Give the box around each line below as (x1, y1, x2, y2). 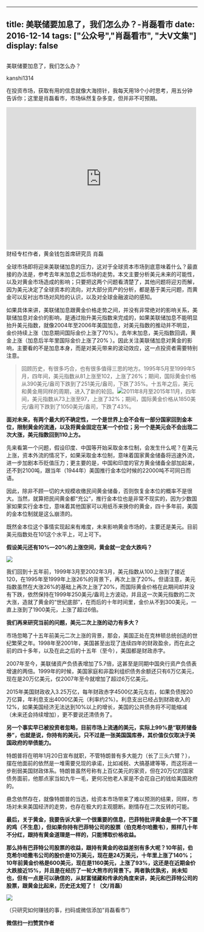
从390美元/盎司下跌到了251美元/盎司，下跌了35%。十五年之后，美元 (21, 380, 194, 387)
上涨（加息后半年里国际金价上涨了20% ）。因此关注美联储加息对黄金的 (11, 336, 188, 344)
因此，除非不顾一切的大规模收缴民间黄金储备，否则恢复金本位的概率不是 (6, 487, 187, 495)
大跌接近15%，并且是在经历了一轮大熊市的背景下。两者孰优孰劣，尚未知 (6, 866, 188, 874)
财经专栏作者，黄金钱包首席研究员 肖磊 (6, 250, 104, 257)
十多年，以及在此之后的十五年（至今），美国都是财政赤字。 (22, 647, 169, 654)
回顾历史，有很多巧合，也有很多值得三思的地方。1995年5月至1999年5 (21, 364, 195, 372)
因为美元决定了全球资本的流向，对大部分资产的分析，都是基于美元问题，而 (6, 285, 192, 293)
